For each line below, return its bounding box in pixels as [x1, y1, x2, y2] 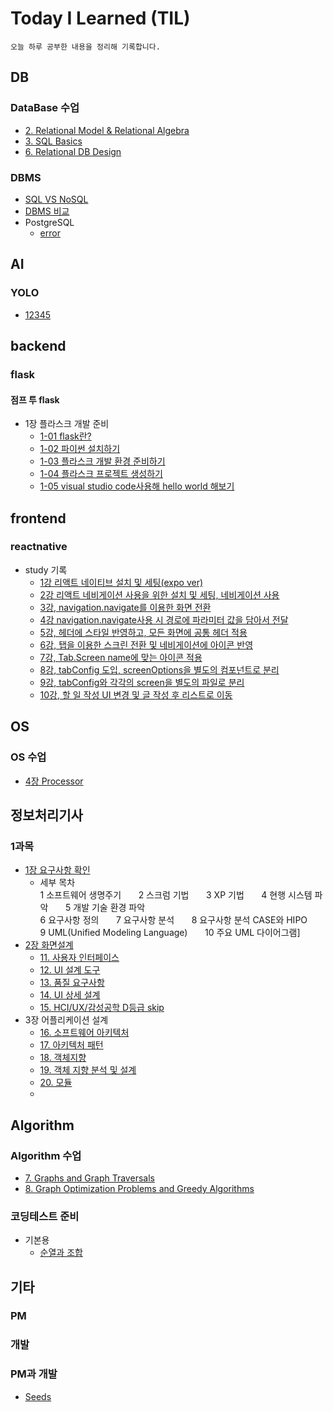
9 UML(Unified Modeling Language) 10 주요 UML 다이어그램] [39, 927, 301, 939]
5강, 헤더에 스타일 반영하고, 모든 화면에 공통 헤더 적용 [39, 626, 248, 638]
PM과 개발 [10, 1367, 58, 1381]
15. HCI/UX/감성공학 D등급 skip [39, 1002, 165, 1014]
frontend [10, 510, 67, 527]
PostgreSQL [24, 216, 75, 228]
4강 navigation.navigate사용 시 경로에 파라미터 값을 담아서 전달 [39, 613, 289, 626]
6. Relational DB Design [24, 145, 122, 157]
